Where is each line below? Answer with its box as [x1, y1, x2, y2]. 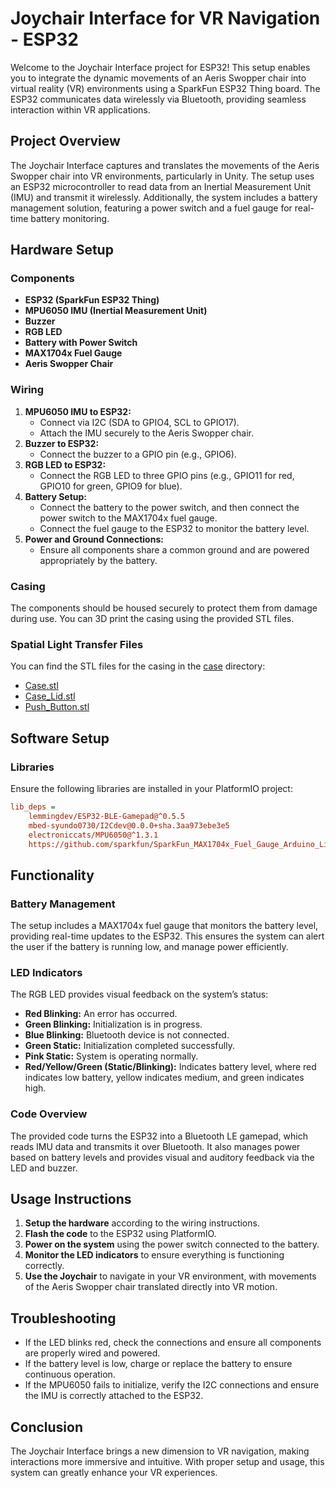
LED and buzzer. [10, 1162, 78, 1174]
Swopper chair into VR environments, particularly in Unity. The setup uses [10, 170, 315, 182]
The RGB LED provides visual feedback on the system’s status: [10, 988, 269, 1001]
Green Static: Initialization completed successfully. [24, 1040, 235, 1052]
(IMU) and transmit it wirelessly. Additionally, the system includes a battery [10, 191, 318, 203]
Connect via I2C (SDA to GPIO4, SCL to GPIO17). [39, 416, 240, 428]
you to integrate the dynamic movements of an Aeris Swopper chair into [10, 72, 307, 84]
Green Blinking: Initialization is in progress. [24, 1018, 203, 1031]
